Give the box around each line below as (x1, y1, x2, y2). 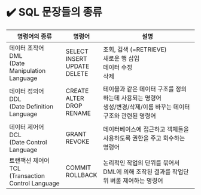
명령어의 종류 (17, 32, 52, 41)
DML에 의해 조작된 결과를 (103, 168, 171, 176)
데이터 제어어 (9, 123, 44, 131)
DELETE (65, 69, 89, 78)
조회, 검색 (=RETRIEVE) (103, 45, 167, 54)
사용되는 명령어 (121, 94, 162, 102)
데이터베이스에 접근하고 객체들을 (103, 125, 190, 133)
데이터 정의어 (9, 87, 44, 95)
